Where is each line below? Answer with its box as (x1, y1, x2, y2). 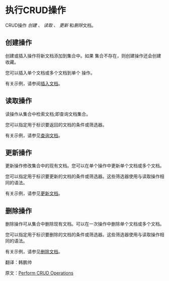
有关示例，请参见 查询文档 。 (5, 132, 63, 138)
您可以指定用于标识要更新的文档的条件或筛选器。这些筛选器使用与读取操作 (5, 173, 160, 179)
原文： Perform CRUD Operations (5, 270, 74, 276)
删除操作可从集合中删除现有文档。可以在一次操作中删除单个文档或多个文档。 (5, 221, 164, 227)
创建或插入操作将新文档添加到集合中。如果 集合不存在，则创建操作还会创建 (5, 52, 161, 58)
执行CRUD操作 (5, 5, 66, 16)
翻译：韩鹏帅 (5, 259, 32, 265)
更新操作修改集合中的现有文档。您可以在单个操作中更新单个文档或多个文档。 (5, 163, 164, 169)
